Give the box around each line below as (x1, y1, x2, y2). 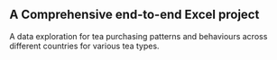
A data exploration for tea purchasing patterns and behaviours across (9, 30, 268, 41)
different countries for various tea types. (9, 40, 160, 51)
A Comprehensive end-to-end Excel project (9, 7, 260, 22)
